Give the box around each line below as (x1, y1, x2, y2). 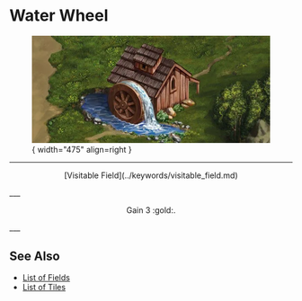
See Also (9, 248, 60, 263)
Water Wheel (9, 5, 109, 26)
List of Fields (22, 272, 70, 283)
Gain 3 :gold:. (126, 205, 176, 216)
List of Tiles (22, 282, 66, 293)
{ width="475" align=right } (31, 145, 132, 155)
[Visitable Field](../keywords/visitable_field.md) (64, 170, 238, 181)
